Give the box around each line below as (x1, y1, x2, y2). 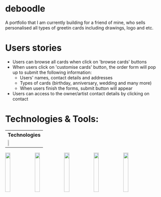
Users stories (5, 42, 62, 54)
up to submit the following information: (12, 69, 92, 75)
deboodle (5, 3, 46, 14)
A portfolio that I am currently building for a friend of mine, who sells (5, 19, 146, 25)
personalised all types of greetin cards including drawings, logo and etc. (5, 24, 154, 30)
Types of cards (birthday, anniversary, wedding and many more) (19, 80, 152, 86)
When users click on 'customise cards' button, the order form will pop (12, 64, 156, 70)
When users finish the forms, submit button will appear (19, 85, 133, 91)
